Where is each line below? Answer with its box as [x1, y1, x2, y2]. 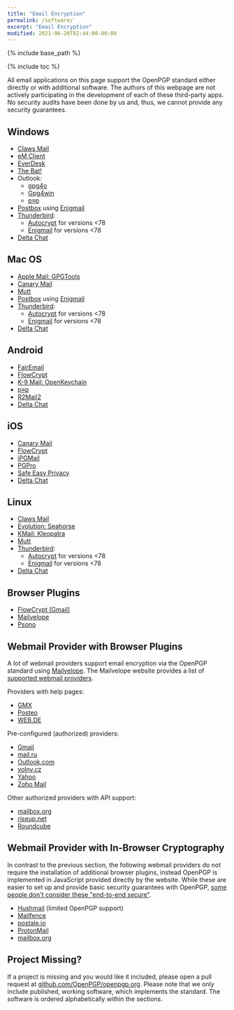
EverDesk [17, 159, 45, 168]
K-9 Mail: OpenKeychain [17, 378, 87, 386]
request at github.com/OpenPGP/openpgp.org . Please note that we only [7, 979, 214, 988]
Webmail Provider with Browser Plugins [7, 641, 183, 652]
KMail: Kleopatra [17, 529, 66, 538]
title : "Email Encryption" [7, 10, 86, 17]
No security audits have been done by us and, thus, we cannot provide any [7, 98, 224, 107]
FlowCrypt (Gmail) [17, 606, 71, 614]
